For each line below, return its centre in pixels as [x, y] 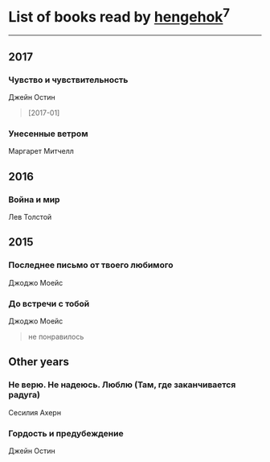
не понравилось [56, 336]
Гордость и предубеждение [66, 433]
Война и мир [34, 200]
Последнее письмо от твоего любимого [91, 265]
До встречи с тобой [49, 303]
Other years [39, 362]
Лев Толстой [30, 217]
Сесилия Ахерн [35, 412]
